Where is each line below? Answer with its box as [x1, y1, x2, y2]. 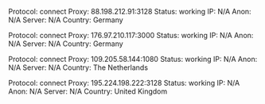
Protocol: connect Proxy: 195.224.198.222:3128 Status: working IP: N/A [8, 79, 240, 87]
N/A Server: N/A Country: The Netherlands [8, 63, 149, 72]
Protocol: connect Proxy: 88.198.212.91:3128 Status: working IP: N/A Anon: [8, 7, 252, 16]
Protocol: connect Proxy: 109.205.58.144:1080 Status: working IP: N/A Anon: [8, 55, 258, 64]
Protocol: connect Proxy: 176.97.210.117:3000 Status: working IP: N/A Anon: [8, 31, 254, 40]
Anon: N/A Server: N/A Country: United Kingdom [8, 87, 168, 96]
